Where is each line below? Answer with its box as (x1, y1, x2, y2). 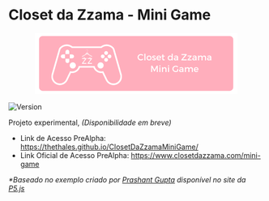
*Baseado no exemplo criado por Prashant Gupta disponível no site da (8, 174, 246, 184)
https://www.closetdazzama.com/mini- (130, 150, 261, 160)
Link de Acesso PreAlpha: (19, 133, 107, 143)
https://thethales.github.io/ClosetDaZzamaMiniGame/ (19, 142, 199, 152)
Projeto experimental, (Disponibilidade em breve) (8, 118, 172, 127)
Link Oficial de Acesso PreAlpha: (19, 150, 130, 160)
